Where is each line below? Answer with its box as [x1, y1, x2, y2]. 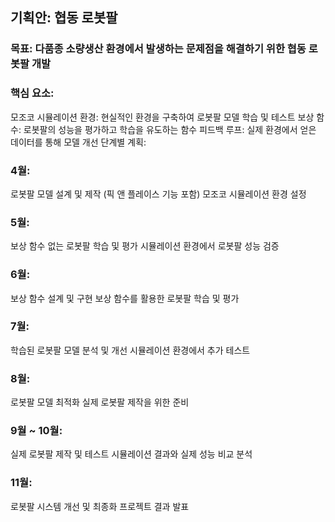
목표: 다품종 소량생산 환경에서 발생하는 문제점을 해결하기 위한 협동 [10, 42, 307, 56]
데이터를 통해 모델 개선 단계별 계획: [10, 136, 147, 148]
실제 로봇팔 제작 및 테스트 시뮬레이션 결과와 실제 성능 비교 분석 [10, 448, 253, 460]
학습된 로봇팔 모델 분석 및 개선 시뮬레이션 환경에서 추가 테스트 [10, 344, 251, 356]
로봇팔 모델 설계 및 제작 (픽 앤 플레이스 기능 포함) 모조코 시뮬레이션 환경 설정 [10, 188, 307, 200]
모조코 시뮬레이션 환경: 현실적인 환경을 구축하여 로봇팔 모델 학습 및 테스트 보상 [10, 111, 315, 123]
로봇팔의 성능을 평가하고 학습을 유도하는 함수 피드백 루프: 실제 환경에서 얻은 [23, 123, 317, 135]
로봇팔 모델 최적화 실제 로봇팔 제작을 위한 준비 [10, 396, 190, 408]
